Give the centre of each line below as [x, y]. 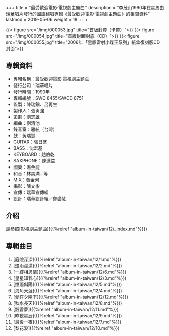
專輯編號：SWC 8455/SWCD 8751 [48, 98]
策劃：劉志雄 [26, 117]
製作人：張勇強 [28, 110]
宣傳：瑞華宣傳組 [31, 192]
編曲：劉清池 [26, 123]
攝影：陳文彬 [26, 186]
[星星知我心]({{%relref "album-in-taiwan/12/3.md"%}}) [70, 278]
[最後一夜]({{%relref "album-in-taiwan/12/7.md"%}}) [67, 322]
